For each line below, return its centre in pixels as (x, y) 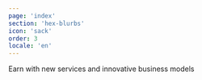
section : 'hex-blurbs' (46, 23)
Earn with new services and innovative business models (101, 69)
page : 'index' (32, 16)
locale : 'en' (30, 46)
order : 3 (23, 38)
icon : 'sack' (30, 31)
